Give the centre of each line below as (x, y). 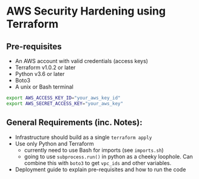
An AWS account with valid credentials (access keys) (82, 61)
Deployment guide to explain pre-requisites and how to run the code (100, 169)
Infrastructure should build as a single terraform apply (83, 137)
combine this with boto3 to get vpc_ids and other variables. (98, 163)
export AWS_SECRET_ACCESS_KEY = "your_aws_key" (65, 103)
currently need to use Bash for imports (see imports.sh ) (94, 150)
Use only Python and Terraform (54, 143)
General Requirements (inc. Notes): (74, 123)
